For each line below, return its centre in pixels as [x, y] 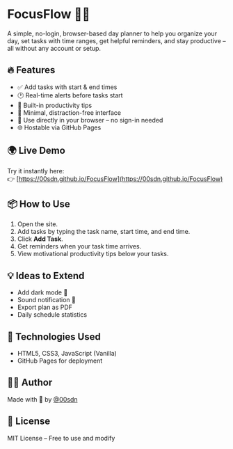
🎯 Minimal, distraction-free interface [69, 112]
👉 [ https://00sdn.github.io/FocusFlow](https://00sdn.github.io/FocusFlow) [115, 179]
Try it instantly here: [36, 171]
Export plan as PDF [45, 307]
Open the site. [37, 224]
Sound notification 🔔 [47, 300]
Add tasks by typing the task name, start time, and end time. [104, 232]
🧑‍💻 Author [30, 383]
